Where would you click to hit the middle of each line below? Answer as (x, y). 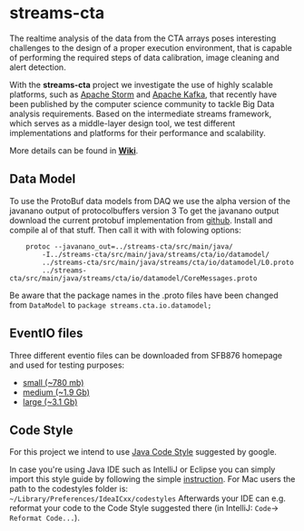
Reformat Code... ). (44, 518)
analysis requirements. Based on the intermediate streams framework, (141, 113)
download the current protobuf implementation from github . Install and (141, 220)
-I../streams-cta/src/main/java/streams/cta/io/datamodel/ (156, 254)
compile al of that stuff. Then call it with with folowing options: (126, 230)
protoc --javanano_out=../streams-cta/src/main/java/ (129, 246)
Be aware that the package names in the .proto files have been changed (144, 295)
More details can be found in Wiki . (74, 150)
